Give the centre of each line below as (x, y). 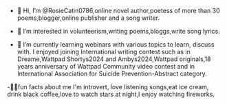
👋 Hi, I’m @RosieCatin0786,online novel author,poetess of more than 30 (118, 11)
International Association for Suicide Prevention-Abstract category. (112, 73)
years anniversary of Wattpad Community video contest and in (106, 66)
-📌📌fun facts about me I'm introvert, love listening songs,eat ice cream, (108, 87)
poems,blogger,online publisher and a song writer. (88, 18)
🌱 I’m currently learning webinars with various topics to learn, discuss (116, 44)
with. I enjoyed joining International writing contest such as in (104, 52)
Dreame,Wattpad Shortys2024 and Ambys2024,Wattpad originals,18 (114, 59)
